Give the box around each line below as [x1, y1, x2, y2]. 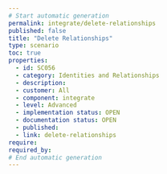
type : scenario [8, 42, 59, 50]
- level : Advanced [15, 101, 78, 109]
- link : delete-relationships [15, 131, 116, 139]
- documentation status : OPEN [15, 116, 116, 124]
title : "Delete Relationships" [8, 34, 113, 42]
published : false [8, 26, 67, 34]
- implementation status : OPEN [15, 109, 120, 117]
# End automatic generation [8, 153, 103, 161]
